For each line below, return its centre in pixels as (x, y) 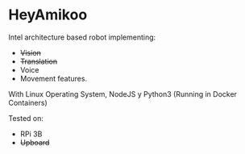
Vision (31, 52)
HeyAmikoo (48, 15)
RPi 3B (31, 134)
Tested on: (26, 118)
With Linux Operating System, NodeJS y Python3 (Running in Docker (123, 94)
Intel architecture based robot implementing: (82, 37)
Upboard (35, 142)
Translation (39, 61)
